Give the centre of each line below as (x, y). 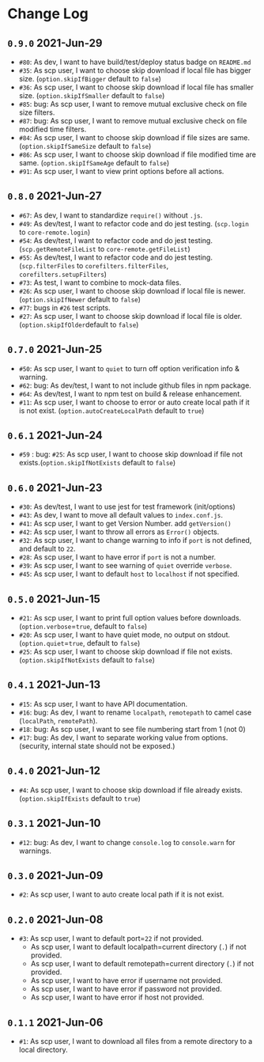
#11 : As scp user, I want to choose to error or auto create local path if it (134, 402)
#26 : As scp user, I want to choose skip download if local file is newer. (132, 290)
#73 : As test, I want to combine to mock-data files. (100, 283)
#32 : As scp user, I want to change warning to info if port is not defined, (135, 540)
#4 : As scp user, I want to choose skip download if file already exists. (130, 790)
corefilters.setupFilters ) (63, 274)
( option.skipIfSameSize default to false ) (85, 146)
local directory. (43, 1049)
